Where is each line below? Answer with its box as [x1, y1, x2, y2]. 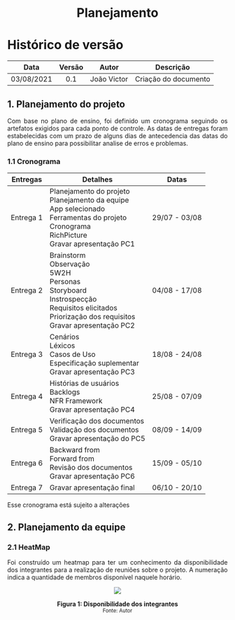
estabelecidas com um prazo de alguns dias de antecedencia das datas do [7, 131, 228, 140]
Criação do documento [135, 74, 211, 84]
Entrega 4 [10, 391, 43, 401]
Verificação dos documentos [49, 416, 145, 426]
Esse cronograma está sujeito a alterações [7, 501, 130, 509]
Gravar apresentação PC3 [49, 367, 135, 377]
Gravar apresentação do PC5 [49, 433, 145, 443]
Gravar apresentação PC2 [49, 321, 135, 330]
